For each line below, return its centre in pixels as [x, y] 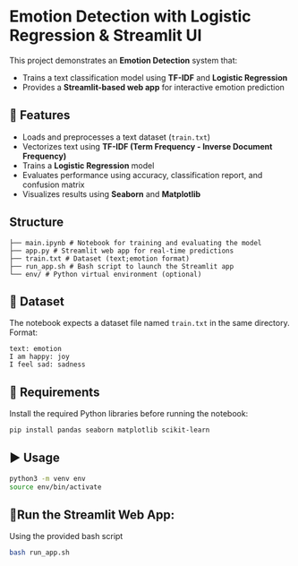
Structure [37, 223]
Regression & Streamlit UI [106, 35]
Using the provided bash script [66, 536]
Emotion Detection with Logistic [130, 17]
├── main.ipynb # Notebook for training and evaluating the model [136, 243]
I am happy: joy [39, 357]
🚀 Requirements [55, 392]
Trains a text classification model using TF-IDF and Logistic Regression [155, 77]
